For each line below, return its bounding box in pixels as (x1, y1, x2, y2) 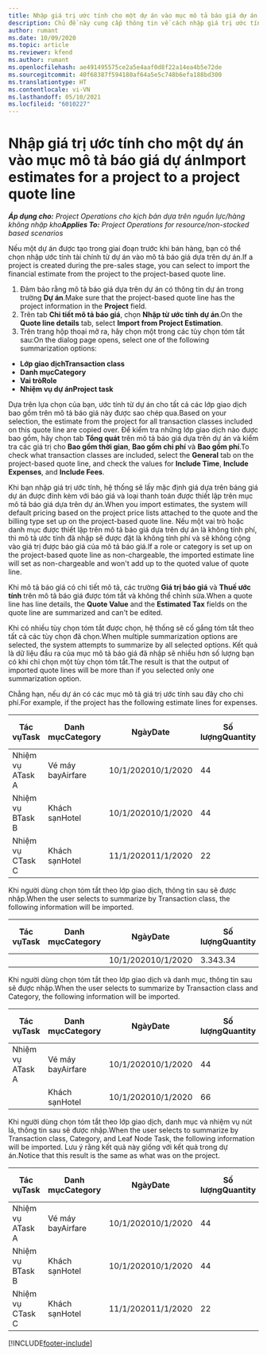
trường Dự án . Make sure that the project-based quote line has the (19, 293, 235, 303)
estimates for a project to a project (8, 168, 240, 187)
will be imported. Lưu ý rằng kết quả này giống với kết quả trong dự (8, 1142, 228, 1152)
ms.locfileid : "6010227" (8, 100, 91, 108)
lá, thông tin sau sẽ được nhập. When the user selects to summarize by (8, 1125, 239, 1135)
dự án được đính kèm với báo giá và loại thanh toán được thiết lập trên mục (8, 491, 253, 501)
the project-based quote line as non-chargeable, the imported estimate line (8, 550, 255, 560)
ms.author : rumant (8, 56, 69, 64)
